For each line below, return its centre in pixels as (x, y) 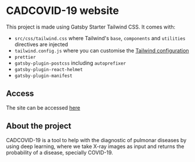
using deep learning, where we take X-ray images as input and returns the (95, 146)
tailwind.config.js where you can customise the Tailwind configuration (102, 50)
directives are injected (41, 44)
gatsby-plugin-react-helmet (48, 69)
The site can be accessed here (43, 108)
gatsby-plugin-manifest (43, 76)
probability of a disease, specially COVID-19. (60, 152)
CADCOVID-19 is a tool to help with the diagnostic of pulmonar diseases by (96, 140)
